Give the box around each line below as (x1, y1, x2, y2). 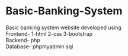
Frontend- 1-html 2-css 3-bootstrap (5, 30, 93, 37)
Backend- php (5, 36, 41, 43)
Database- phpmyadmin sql (5, 43, 73, 50)
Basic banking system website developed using (5, 24, 122, 31)
